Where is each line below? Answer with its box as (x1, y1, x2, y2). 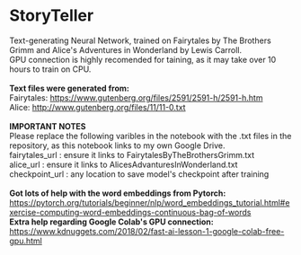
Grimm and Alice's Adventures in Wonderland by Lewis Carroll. (9, 44, 243, 55)
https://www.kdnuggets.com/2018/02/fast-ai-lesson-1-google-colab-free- (9, 225, 285, 236)
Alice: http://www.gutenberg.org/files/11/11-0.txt (9, 101, 186, 112)
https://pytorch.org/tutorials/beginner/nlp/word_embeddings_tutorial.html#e (9, 197, 290, 207)
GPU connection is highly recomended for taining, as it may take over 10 (9, 54, 277, 65)
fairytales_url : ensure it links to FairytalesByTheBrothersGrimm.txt (9, 149, 255, 160)
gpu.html (9, 235, 42, 246)
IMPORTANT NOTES (9, 120, 86, 131)
